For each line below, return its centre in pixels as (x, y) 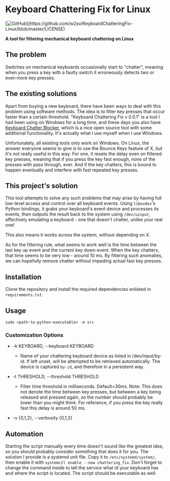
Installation (23, 277)
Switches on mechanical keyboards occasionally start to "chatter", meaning (84, 67)
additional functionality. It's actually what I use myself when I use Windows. (84, 133)
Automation (24, 434)
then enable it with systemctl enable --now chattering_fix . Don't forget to (84, 462)
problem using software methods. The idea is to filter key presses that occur (85, 111)
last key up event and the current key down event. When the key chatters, (82, 250)
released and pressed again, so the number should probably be (87, 397)
